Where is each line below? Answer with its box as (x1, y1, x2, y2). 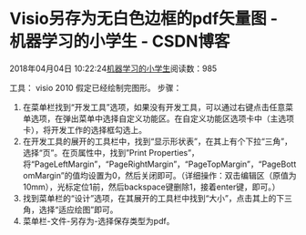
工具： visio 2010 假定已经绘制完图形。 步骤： (9, 82, 182, 93)
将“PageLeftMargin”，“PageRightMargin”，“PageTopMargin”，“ (22, 158, 262, 169)
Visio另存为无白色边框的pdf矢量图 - (9, 8, 279, 29)
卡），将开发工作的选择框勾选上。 (22, 124, 148, 135)
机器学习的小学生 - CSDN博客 (9, 31, 230, 52)
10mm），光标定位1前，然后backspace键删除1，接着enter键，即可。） (22, 181, 280, 192)
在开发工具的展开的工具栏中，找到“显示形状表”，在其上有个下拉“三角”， (22, 136, 293, 147)
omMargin (22, 169, 61, 180)
